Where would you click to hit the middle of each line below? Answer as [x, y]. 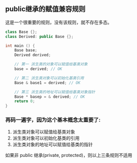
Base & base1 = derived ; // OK [47, 83]
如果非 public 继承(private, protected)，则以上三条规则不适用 [69, 155]
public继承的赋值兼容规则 [45, 9]
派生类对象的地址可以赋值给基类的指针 [53, 145]
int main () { [20, 46]
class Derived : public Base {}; [39, 36]
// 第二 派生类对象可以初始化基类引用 [49, 78]
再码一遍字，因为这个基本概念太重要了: [53, 120]
